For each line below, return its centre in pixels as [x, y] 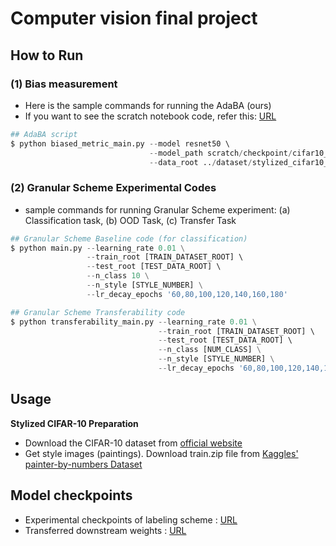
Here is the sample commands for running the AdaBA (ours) [148, 105]
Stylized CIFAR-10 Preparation [74, 423]
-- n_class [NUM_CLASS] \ [210, 350]
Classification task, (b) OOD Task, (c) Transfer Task [130, 220]
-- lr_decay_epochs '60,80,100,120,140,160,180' [187, 294]
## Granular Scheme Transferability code [98, 312]
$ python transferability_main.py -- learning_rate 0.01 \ [133, 322]
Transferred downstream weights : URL [105, 530]
